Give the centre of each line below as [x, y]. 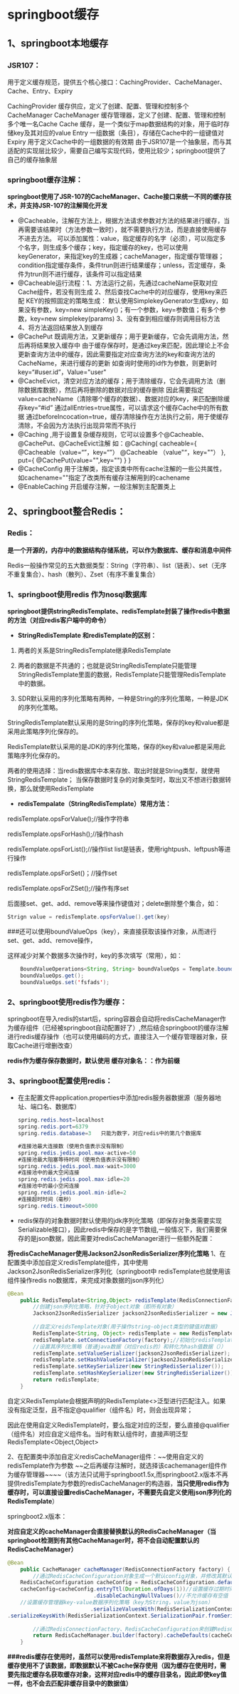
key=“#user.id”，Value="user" [62, 372]
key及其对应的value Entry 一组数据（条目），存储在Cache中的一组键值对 [118, 133]
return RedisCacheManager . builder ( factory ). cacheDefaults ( [122, 1636]
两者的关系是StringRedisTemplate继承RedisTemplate [94, 651]
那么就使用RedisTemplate [57, 789]
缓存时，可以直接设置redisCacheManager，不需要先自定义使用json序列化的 [119, 1492]
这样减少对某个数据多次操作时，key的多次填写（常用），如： [95, 956]
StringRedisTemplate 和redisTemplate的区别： [87, 636]
